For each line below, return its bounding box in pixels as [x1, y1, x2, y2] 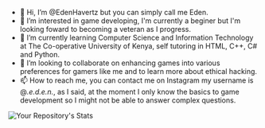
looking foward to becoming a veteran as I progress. [19, 25, 191, 33]
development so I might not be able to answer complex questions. [19, 95, 236, 105]
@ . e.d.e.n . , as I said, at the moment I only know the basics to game [19, 87, 240, 96]
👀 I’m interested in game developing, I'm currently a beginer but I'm [19, 16, 241, 25]
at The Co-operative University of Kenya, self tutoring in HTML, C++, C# [19, 41, 258, 51]
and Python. [19, 50, 60, 59]
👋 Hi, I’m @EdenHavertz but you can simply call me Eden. [19, 8, 208, 17]
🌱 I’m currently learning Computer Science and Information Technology [19, 33, 254, 42]
